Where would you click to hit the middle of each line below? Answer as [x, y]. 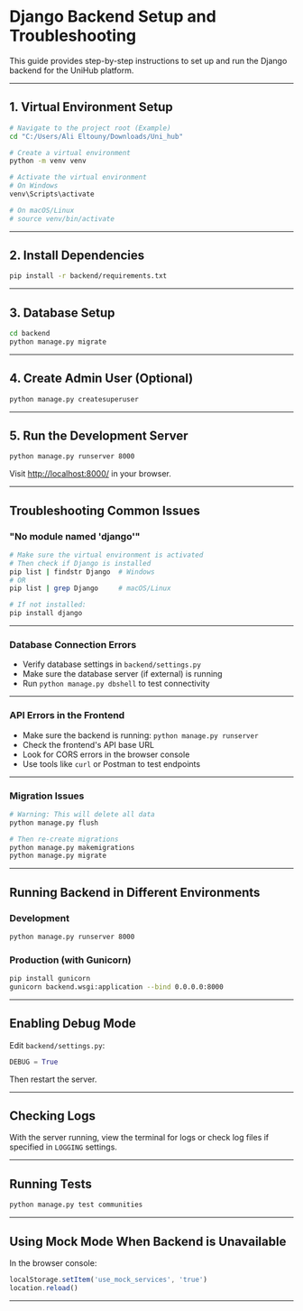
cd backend [30, 334]
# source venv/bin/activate [62, 218]
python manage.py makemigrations [72, 847]
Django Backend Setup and [113, 17]
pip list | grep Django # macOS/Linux [90, 588]
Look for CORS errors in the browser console [106, 754]
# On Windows [34, 186]
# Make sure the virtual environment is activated [106, 555]
